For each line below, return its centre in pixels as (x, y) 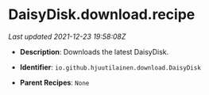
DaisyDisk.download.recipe (102, 15)
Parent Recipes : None (54, 82)
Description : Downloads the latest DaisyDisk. (94, 51)
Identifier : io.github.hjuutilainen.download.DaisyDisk (110, 67)
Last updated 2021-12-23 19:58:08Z (67, 36)
